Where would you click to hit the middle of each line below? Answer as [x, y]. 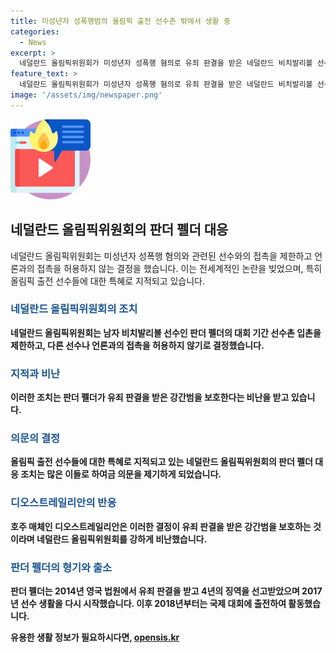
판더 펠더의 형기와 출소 [61, 567]
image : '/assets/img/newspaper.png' [86, 95]
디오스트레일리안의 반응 [63, 503]
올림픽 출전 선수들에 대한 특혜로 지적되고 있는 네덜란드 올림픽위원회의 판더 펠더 [161, 462]
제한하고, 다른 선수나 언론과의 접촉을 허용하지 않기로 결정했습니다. [137, 345]
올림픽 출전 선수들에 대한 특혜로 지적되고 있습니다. [108, 281]
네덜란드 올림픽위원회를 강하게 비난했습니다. [122, 539]
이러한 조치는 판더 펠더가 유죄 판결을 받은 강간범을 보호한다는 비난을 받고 [150, 397]
